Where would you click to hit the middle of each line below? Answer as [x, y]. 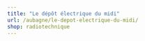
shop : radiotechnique [39, 26]
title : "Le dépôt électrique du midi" [63, 14]
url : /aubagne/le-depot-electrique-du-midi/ [73, 20]
